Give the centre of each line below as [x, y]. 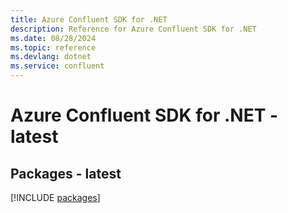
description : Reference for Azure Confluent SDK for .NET [133, 29]
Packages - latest [66, 173]
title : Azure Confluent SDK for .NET [89, 19]
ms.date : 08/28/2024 [53, 38]
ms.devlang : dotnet [51, 57]
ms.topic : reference [53, 47]
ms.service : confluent [57, 66]
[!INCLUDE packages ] [55, 197]
